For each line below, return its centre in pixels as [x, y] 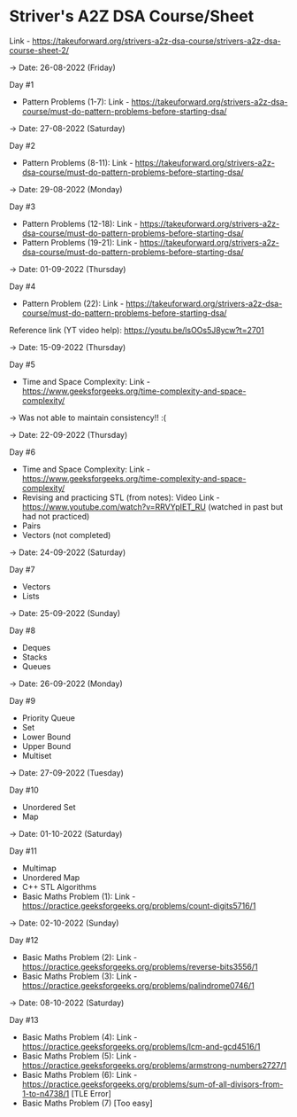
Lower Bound [46, 737]
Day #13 [24, 1019]
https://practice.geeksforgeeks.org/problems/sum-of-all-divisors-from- [152, 1084]
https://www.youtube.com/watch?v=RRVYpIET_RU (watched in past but [152, 506]
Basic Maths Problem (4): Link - [80, 1037]
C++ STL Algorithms [59, 887]
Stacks [34, 657]
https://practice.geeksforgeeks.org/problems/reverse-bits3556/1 [140, 966]
